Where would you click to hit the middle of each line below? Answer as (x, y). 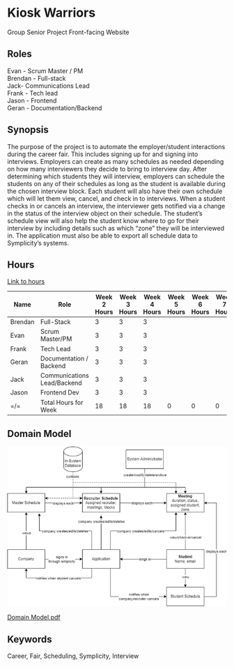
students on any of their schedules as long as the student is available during (116, 183)
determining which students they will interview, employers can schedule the (116, 176)
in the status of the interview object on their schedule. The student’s (105, 213)
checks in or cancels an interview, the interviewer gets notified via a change (116, 206)
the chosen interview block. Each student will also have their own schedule (115, 191)
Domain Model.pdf (34, 618)
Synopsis (28, 130)
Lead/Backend (61, 383)
